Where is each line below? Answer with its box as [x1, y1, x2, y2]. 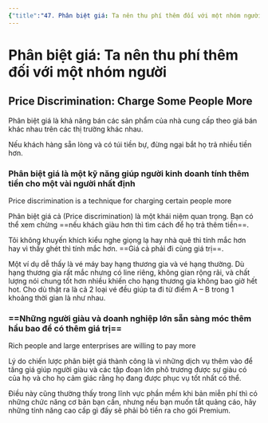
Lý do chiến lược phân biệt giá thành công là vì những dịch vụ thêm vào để [8, 356, 253, 366]
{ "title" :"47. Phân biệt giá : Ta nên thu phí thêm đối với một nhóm [8, 11, 241, 20]
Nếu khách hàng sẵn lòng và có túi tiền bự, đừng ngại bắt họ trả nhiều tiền [8, 139, 252, 149]
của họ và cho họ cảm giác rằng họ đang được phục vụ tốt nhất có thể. [8, 374, 242, 383]
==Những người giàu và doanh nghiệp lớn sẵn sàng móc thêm [8, 312, 252, 323]
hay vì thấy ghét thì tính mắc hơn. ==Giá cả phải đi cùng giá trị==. [8, 244, 224, 253]
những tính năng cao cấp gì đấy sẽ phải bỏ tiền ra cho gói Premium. [8, 405, 231, 415]
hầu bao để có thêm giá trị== [8, 323, 122, 334]
